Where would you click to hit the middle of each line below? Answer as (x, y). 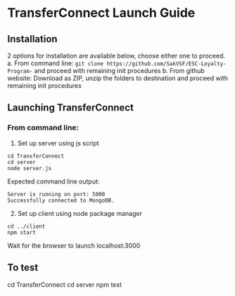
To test (23, 268)
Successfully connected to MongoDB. (61, 200)
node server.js (30, 168)
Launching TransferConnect (70, 108)
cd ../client (26, 226)
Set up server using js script (58, 143)
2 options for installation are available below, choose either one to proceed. (116, 56)
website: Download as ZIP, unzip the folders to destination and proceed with (118, 78)
